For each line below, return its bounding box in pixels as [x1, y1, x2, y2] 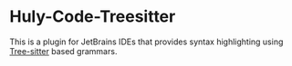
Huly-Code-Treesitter [9, 6, 176, 27]
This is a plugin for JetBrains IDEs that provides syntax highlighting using [9, 36, 284, 47]
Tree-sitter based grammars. [9, 45, 118, 56]
